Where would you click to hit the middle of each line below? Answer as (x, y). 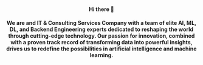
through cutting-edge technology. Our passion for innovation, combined (101, 36)
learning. (101, 55)
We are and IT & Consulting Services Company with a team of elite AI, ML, (101, 23)
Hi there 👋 (101, 9)
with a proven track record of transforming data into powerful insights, (101, 43)
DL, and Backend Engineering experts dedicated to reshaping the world (101, 29)
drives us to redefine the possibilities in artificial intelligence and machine (101, 49)
